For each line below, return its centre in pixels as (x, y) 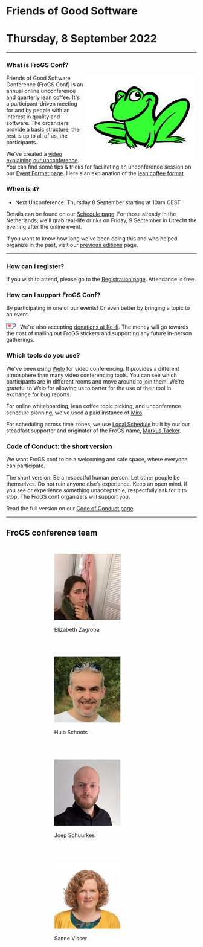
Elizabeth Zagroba (77, 629)
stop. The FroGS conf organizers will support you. (68, 496)
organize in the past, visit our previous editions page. (72, 245)
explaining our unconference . (43, 161)
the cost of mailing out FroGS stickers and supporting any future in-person (99, 333)
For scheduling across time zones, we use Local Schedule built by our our (98, 424)
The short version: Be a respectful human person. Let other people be (93, 477)
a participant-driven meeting (42, 104)
